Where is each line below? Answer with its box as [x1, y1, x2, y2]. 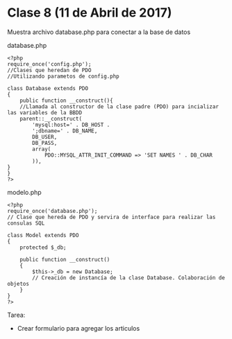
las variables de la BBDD [7, 109, 82, 116]
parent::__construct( [19, 115, 82, 122]
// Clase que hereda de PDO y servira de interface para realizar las [7, 214, 216, 220]
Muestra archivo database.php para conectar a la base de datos [7, 28, 191, 36]
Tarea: [7, 311, 26, 319]
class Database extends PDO [7, 85, 89, 92]
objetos [7, 280, 30, 287]
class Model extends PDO [7, 232, 79, 238]
